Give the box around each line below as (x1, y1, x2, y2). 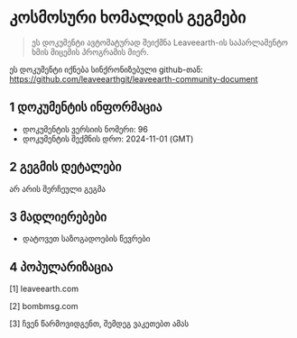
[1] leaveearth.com (9, 283, 79, 295)
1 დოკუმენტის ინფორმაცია (9, 100, 162, 115)
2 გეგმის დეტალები (9, 160, 122, 175)
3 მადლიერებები (9, 209, 107, 224)
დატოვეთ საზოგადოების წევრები (22, 233, 151, 244)
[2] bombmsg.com (9, 301, 79, 312)
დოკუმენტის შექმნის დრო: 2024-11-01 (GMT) (22, 133, 194, 144)
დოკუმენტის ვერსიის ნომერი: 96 (22, 123, 149, 134)
